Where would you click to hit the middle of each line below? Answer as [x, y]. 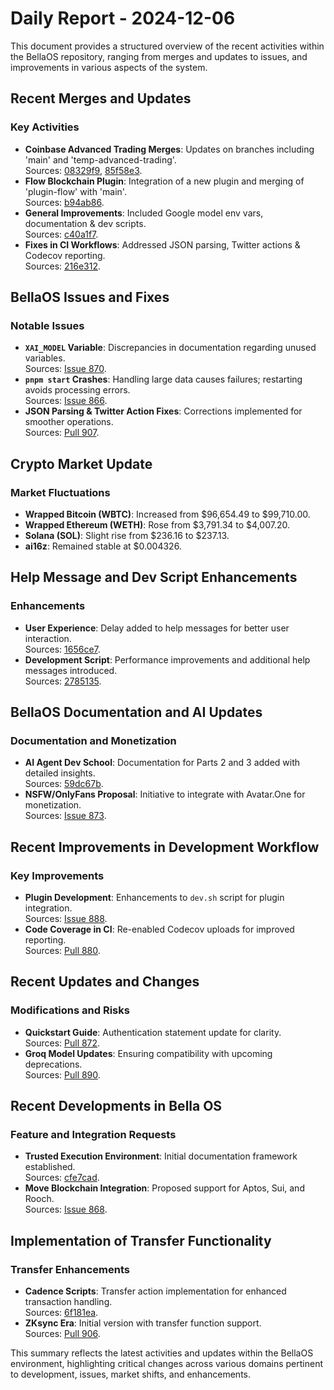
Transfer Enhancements [70, 1269]
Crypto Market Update [81, 463]
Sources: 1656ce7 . [62, 649]
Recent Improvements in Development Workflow [165, 847]
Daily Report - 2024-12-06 [123, 18]
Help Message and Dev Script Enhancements [154, 577]
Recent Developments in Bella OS [116, 1106]
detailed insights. [60, 773]
